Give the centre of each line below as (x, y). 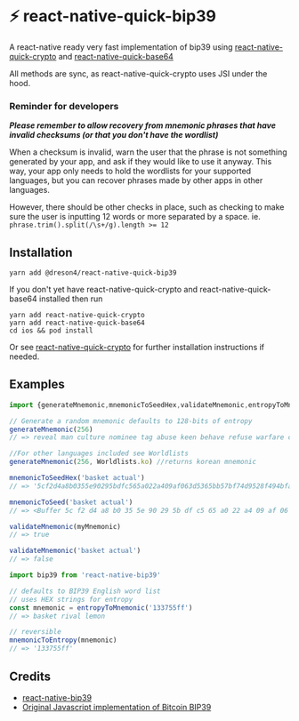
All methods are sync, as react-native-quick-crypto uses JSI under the (138, 73)
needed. (24, 356)
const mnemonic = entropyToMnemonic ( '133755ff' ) (101, 608)
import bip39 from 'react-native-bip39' (85, 575)
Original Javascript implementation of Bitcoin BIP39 (117, 707)
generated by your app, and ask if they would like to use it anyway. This (141, 162)
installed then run (71, 299)
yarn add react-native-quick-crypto (77, 316)
